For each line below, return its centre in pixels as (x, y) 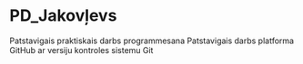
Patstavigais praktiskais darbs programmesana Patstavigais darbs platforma (151, 41)
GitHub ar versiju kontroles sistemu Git (81, 50)
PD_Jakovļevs (63, 16)
